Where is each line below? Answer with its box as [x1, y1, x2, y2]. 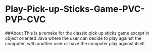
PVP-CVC [5, 14, 46, 25]
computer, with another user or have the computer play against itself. [5, 40, 146, 46]
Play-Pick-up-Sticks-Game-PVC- [5, 3, 145, 15]
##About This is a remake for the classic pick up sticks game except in [5, 30, 150, 36]
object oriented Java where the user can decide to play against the [5, 35, 142, 41]
